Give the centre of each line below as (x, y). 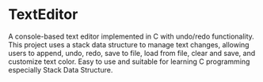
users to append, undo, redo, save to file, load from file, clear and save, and (132, 53)
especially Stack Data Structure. (61, 69)
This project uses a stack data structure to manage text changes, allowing (129, 44)
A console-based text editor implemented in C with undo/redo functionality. (131, 36)
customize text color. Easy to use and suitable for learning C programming (129, 61)
